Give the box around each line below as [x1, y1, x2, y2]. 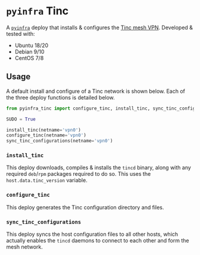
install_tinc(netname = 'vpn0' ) [6, 127, 82, 133]
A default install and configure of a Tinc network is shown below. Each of [6, 88, 186, 95]
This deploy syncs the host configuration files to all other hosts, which [6, 231, 179, 238]
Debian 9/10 [14, 48, 45, 55]
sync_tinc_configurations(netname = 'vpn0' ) [6, 138, 113, 144]
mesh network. [6, 243, 43, 251]
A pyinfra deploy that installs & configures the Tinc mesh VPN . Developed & [6, 24, 193, 31]
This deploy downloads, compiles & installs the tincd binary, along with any [6, 164, 192, 171]
